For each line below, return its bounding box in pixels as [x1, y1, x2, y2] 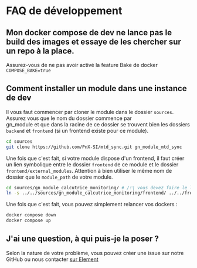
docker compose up [6, 217, 51, 224]
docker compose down [6, 212, 57, 218]
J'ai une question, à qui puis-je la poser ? [6, 234, 159, 244]
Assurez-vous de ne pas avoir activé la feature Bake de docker [6, 62, 158, 68]
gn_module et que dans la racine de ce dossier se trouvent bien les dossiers [6, 120, 191, 128]
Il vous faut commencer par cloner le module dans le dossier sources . [6, 108, 174, 115]
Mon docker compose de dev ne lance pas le [6, 28, 172, 38]
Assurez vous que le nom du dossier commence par [6, 115, 132, 122]
